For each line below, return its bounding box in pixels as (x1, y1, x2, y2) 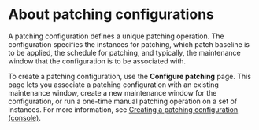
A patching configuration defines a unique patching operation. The (8, 31, 224, 41)
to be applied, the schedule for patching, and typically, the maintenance (8, 48, 242, 57)
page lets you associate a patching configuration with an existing (8, 80, 219, 89)
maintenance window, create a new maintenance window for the (8, 88, 217, 97)
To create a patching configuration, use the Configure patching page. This (8, 71, 252, 81)
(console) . (8, 113, 41, 122)
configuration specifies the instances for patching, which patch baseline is (8, 39, 250, 49)
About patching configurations (8, 5, 215, 23)
